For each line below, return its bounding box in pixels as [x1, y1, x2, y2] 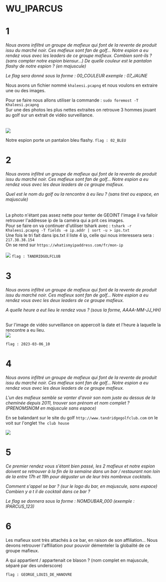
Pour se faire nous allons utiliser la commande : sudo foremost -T [5, 97, 139, 103]
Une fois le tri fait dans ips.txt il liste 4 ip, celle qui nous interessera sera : [5, 233, 155, 238]
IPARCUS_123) [5, 503, 35, 509]
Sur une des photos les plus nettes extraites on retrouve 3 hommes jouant [5, 107, 156, 113]
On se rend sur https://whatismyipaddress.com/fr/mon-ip [5, 242, 124, 248]
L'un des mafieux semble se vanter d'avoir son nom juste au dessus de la [5, 395, 156, 401]
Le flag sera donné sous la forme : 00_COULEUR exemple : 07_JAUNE [5, 73, 148, 79]
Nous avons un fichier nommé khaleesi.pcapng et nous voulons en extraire [5, 82, 158, 88]
